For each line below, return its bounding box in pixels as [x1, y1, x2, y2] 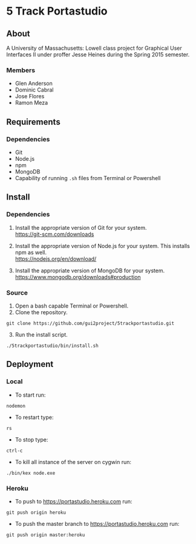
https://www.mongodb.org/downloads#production [15, 273, 141, 280]
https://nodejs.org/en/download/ [15, 255, 97, 262]
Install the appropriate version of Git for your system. [15, 224, 147, 231]
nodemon [6, 403, 26, 409]
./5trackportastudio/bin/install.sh [6, 343, 99, 349]
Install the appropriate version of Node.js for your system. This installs [15, 242, 191, 249]
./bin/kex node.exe [6, 470, 56, 476]
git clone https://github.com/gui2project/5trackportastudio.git [6, 320, 174, 326]
